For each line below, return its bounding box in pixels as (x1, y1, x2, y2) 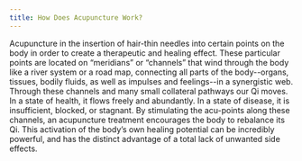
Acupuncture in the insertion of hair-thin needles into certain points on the (9, 38, 285, 49)
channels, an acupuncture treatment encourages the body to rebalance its (9, 114, 286, 125)
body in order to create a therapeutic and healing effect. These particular (9, 47, 281, 58)
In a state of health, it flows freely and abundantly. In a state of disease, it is (9, 95, 290, 106)
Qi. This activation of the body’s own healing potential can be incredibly (9, 123, 275, 135)
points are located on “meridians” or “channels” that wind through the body (9, 57, 289, 67)
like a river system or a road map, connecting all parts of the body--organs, (9, 67, 289, 77)
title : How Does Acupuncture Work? (9, 13, 143, 22)
